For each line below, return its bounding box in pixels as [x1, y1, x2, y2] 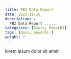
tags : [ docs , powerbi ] [5, 30, 54, 35]
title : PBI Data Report [5, 7, 54, 12]
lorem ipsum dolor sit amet [5, 48, 59, 54]
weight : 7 [5, 35, 25, 40]
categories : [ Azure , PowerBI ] [5, 26, 67, 30]
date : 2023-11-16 [5, 12, 41, 17]
